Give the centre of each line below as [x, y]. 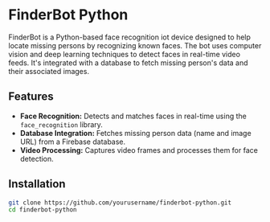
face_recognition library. [61, 124]
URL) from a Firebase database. [73, 142]
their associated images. [49, 71]
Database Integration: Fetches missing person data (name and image [135, 133]
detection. [37, 158]
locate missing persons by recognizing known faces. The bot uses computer [135, 45]
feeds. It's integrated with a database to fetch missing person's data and [128, 63]
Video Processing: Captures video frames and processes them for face [139, 150]
